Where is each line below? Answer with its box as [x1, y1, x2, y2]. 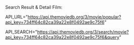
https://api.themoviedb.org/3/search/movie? [37, 29, 129, 34]
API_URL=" [5, 14, 28, 19]
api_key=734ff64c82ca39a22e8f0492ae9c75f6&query [5, 34, 120, 40]
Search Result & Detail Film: [5, 4, 62, 10]
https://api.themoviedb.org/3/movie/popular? [27, 14, 121, 19]
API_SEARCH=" [5, 29, 38, 34]
